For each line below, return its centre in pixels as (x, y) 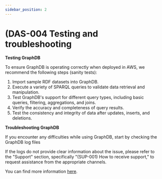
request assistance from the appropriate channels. (56, 162)
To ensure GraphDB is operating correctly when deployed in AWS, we (75, 67)
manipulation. (26, 92)
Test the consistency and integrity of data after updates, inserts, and (81, 113)
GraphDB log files (23, 142)
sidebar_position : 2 (26, 10)
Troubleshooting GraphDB (32, 127)
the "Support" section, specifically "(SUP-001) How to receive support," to (80, 157)
